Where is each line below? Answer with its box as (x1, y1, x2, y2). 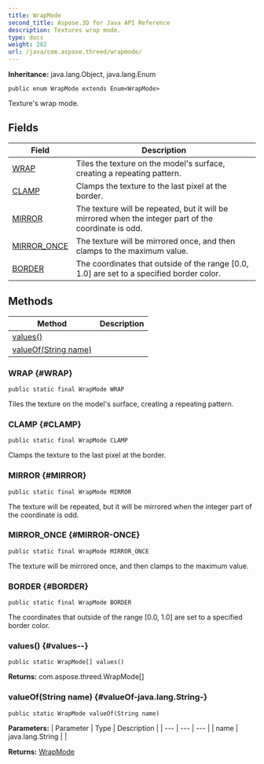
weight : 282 (8, 41, 47, 49)
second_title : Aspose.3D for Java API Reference (8, 19, 170, 27)
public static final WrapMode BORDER (8, 599, 132, 607)
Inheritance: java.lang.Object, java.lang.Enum (8, 70, 156, 79)
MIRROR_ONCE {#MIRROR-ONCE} (8, 530, 141, 541)
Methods (8, 295, 53, 308)
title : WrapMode (8, 11, 61, 20)
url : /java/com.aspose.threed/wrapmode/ (8, 48, 143, 56)
